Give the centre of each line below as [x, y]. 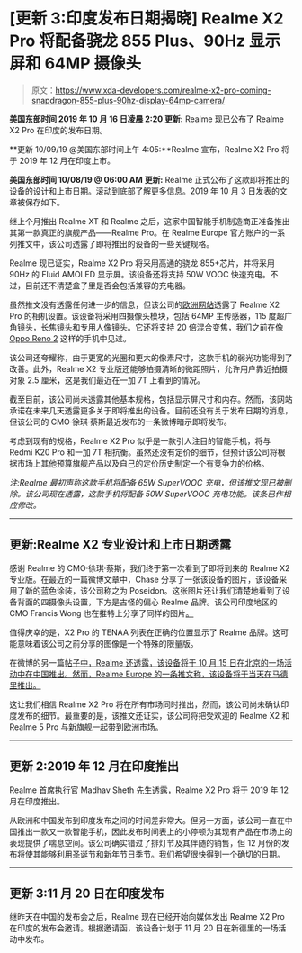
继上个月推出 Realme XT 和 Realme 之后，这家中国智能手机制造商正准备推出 [150, 221]
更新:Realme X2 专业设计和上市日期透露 [120, 545]
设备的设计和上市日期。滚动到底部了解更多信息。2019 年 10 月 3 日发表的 [145, 191]
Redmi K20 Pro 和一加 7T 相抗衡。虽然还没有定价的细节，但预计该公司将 [143, 452]
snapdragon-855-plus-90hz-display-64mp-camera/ [128, 100]
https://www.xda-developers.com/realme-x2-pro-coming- [163, 90]
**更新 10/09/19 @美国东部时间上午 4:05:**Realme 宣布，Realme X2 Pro [145, 149]
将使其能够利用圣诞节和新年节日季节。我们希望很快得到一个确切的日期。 [151, 854]
